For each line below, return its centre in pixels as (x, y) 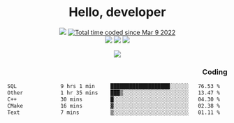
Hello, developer (117, 12)
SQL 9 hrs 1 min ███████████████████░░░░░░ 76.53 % (114, 87)
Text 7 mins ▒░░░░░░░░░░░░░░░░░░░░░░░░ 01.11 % (114, 113)
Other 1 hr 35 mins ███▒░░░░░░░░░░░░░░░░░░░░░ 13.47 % (114, 93)
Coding (215, 72)
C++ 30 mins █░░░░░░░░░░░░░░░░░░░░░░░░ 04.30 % (114, 99)
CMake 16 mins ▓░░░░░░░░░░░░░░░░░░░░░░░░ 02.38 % (114, 106)
